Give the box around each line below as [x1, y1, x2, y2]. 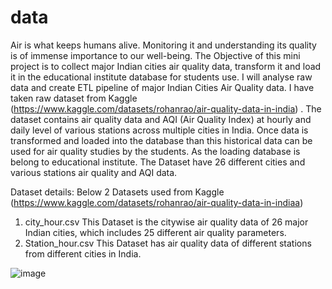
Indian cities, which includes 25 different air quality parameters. [24, 226, 287, 238]
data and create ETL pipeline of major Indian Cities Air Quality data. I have [10, 81, 315, 93]
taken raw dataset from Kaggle [10, 92, 138, 104]
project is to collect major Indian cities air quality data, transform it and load [10, 60, 322, 72]
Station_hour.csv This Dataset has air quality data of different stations [24, 237, 312, 249]
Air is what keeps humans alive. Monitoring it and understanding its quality [10, 39, 317, 51]
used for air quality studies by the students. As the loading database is [10, 145, 301, 157]
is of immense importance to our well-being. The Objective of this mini [10, 49, 301, 61]
